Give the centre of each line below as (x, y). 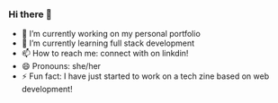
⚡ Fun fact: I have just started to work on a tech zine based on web (145, 76)
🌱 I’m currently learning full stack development (108, 43)
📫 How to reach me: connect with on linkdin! (105, 54)
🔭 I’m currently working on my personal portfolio (111, 34)
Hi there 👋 (31, 14)
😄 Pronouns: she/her (61, 66)
